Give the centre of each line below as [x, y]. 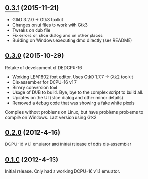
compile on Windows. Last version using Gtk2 [51, 117]
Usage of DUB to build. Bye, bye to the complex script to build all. [78, 92]
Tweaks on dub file [31, 30]
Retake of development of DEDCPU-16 [44, 67]
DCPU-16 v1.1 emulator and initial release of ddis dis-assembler [68, 144]
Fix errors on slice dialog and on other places [57, 35]
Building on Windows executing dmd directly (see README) [72, 40]
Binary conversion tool [35, 87]
